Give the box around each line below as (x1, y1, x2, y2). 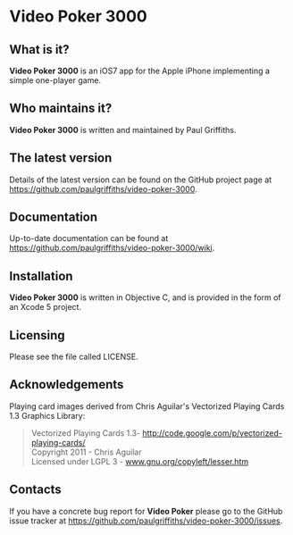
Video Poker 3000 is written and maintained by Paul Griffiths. (9, 124, 237, 135)
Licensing (9, 328, 65, 343)
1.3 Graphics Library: (9, 410, 86, 421)
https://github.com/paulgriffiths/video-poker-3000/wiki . (9, 243, 215, 254)
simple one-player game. (9, 75, 101, 86)
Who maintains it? (9, 101, 113, 116)
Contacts (9, 482, 63, 497)
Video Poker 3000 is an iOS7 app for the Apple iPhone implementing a (9, 65, 271, 76)
